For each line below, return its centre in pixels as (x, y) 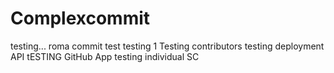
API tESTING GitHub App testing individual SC (105, 56)
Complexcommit (80, 18)
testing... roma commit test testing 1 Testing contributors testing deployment (167, 46)
